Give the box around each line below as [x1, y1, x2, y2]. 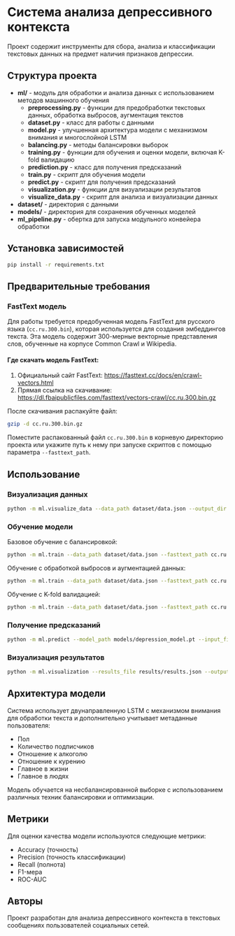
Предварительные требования [7, 281, 150, 292]
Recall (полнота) [17, 860, 66, 868]
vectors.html [17, 378, 54, 387]
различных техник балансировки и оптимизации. [7, 793, 155, 801]
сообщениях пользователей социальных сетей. [7, 921, 150, 930]
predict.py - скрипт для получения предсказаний [27, 178, 176, 186]
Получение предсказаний [7, 620, 101, 630]
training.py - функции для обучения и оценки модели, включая [27, 148, 218, 156]
